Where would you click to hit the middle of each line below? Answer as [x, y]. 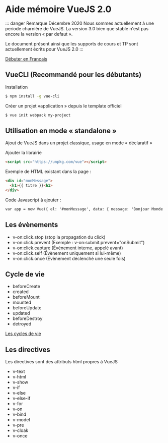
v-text [19, 371]
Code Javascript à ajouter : [33, 200]
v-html [19, 377]
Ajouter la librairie [23, 153]
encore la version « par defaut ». [39, 34]
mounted [22, 302]
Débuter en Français [26, 59]
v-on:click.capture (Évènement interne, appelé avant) [68, 248]
